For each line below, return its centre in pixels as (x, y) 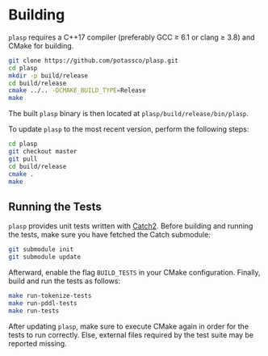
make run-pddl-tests (43, 303)
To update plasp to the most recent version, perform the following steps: (129, 129)
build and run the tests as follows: (65, 281)
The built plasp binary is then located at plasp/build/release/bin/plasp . (128, 114)
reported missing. (38, 343)
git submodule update (45, 257)
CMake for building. (41, 45)
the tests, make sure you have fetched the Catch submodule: (110, 235)
